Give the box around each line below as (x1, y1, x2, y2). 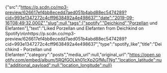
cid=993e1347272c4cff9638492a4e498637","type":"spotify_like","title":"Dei (5, 41, 162, 47)
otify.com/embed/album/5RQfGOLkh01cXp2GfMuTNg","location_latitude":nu (5, 57, 162, 63)
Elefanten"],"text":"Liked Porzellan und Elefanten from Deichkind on (5, 25, 144, 31)
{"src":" (5, 4, 21, 10)
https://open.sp (129, 52, 161, 58)
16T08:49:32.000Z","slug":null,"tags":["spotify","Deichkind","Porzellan (5, 20, 149, 26)
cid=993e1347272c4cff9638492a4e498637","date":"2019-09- (5, 15, 134, 20)
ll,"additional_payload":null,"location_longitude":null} (5, 62, 112, 68)
